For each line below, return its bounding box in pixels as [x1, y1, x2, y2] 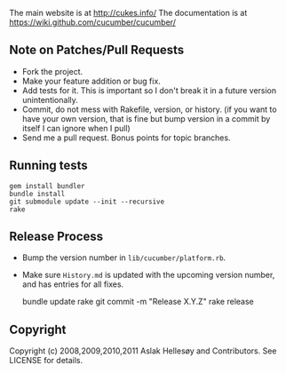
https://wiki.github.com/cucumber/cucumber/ [9, 17, 176, 28]
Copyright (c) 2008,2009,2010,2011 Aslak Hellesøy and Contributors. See [9, 345, 277, 356]
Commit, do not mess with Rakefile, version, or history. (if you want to [21, 104, 277, 115]
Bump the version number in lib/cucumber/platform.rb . [21, 252, 226, 263]
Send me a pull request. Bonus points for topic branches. [21, 132, 231, 143]
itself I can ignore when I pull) [21, 123, 131, 133]
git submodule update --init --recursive [9, 197, 165, 206]
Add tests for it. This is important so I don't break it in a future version [21, 84, 277, 96]
